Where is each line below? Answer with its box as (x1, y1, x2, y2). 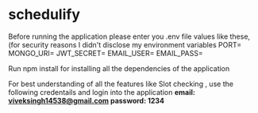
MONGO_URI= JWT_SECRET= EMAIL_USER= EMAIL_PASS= (8, 48, 204, 58)
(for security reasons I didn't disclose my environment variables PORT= (8, 40, 242, 49)
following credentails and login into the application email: (8, 87, 196, 96)
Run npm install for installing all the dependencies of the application (8, 63, 230, 73)
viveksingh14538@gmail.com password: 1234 (8, 96, 165, 105)
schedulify (8, 6, 81, 24)
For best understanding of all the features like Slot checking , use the (8, 79, 234, 89)
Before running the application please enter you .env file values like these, (8, 32, 251, 41)
